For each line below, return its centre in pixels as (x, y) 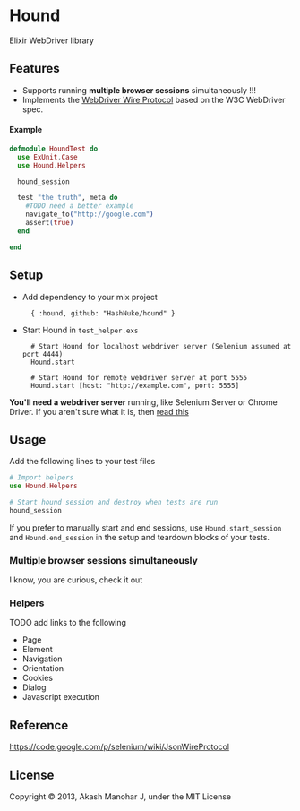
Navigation (42, 659)
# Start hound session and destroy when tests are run (114, 503)
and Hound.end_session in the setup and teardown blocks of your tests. (140, 537)
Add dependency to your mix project (90, 297)
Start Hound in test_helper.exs (80, 330)
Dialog (34, 687)
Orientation (43, 669)
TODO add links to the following (68, 623)
